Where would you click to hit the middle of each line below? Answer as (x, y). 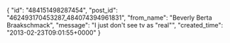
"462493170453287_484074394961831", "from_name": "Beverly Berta (109, 18)
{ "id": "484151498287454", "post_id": (62, 10)
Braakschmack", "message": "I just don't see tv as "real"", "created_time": (115, 25)
